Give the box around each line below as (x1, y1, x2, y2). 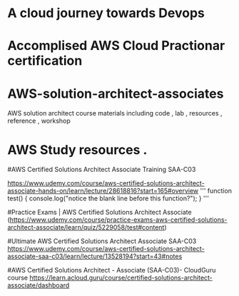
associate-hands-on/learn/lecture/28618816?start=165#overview (7, 187, 199, 195)
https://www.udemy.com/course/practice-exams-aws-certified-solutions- (9, 215, 228, 224)
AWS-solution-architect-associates (7, 86, 224, 101)
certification (7, 53, 83, 69)
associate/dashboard (7, 281, 70, 290)
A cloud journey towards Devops (7, 5, 205, 21)
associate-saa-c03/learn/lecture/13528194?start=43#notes (7, 252, 183, 261)
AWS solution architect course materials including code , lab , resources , (7, 109, 223, 118)
